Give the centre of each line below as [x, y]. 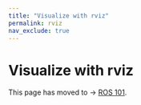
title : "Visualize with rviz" [59, 16]
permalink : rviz [35, 23]
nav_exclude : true [39, 30]
